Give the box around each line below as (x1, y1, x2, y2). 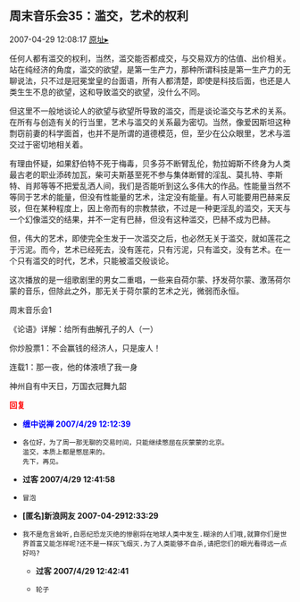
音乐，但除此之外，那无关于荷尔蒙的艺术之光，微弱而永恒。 (24, 285, 244, 296)
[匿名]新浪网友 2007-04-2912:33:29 (21, 510, 159, 521)
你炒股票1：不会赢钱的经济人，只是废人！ (9, 343, 162, 353)
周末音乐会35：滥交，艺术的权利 (9, 8, 189, 24)
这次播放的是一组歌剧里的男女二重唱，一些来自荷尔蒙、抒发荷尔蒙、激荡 (9, 274, 275, 284)
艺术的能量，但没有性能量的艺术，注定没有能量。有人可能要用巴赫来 (32, 191, 283, 202)
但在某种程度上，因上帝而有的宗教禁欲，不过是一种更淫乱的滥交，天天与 (24, 202, 291, 213)
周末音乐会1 (9, 304, 52, 315)
